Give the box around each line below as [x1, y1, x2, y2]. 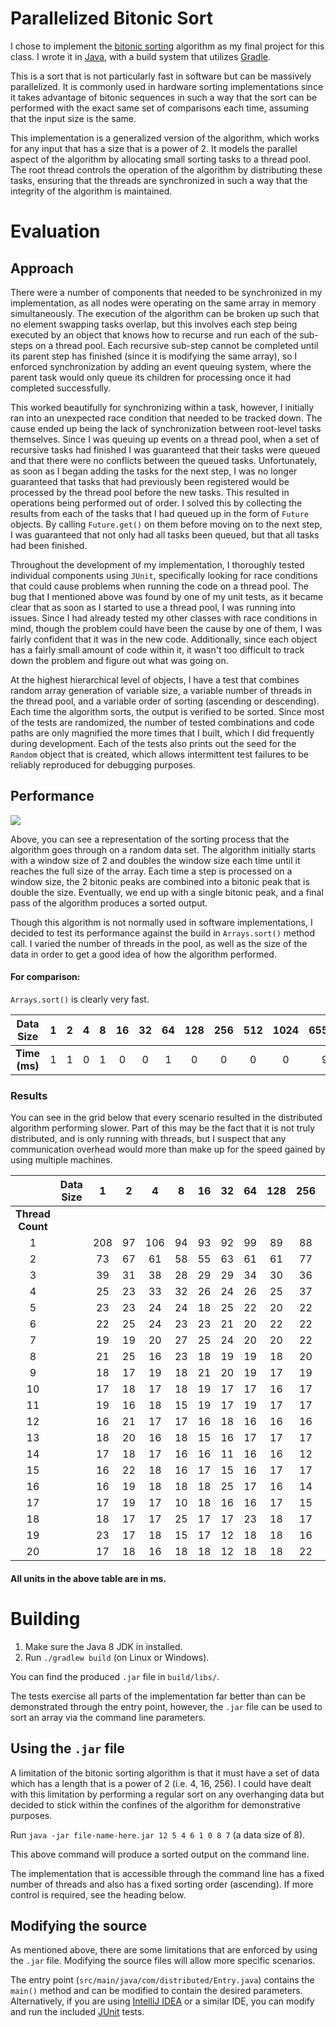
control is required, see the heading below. [10, 1888, 187, 1901]
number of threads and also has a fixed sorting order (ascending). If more [10, 1878, 314, 1890]
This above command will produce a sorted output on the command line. [10, 1848, 310, 1860]
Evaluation [10, 220, 101, 243]
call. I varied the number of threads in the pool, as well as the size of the [10, 937, 308, 949]
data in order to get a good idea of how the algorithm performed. [10, 948, 277, 960]
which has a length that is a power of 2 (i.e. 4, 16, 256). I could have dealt [10, 1777, 312, 1789]
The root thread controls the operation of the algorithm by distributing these [10, 163, 323, 176]
